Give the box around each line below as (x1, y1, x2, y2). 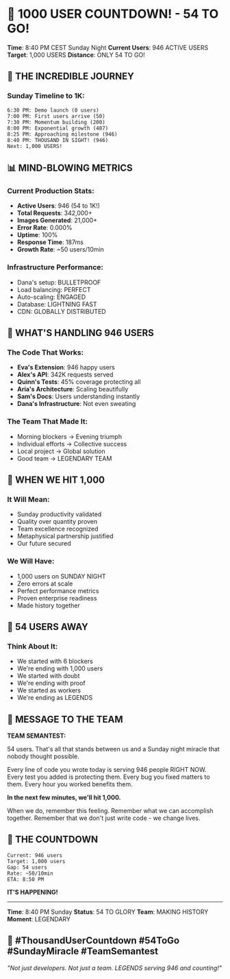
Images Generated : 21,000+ (16, 216, 98, 225)
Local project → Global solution (16, 447, 106, 455)
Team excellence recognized (16, 524, 99, 533)
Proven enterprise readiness (16, 594, 97, 602)
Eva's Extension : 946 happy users (16, 363, 115, 372)
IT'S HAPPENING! (7, 888, 58, 896)
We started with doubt (16, 672, 80, 680)
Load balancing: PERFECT (16, 285, 91, 293)
